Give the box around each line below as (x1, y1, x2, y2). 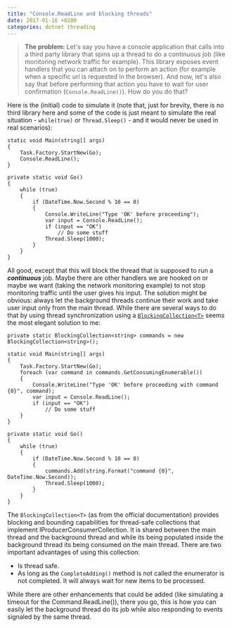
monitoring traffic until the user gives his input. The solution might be (7, 289, 207, 297)
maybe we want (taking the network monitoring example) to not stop (7, 281, 206, 290)
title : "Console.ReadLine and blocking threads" (7, 10, 153, 18)
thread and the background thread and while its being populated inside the (7, 533, 224, 542)
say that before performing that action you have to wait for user (24, 80, 209, 89)
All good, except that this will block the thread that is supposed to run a (7, 267, 214, 275)
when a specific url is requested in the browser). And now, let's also (24, 72, 221, 81)
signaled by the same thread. (7, 613, 91, 621)
